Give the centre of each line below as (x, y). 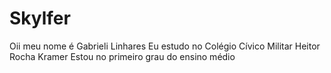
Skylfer (40, 18)
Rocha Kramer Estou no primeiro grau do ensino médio (122, 56)
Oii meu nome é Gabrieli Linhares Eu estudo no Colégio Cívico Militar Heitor (165, 46)
